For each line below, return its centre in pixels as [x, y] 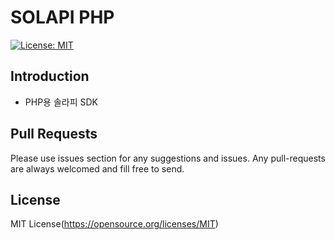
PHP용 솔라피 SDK [61, 102]
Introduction [50, 76]
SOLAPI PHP [62, 17]
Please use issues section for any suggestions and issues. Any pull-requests [168, 158]
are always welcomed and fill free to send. [97, 168]
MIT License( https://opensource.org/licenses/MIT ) [114, 224]
